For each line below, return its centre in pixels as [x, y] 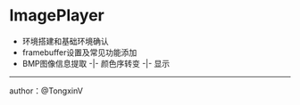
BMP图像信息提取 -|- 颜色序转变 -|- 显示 [96, 63]
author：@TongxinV [46, 91]
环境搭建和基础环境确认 [65, 41]
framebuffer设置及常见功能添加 [79, 52]
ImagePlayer [57, 16]
